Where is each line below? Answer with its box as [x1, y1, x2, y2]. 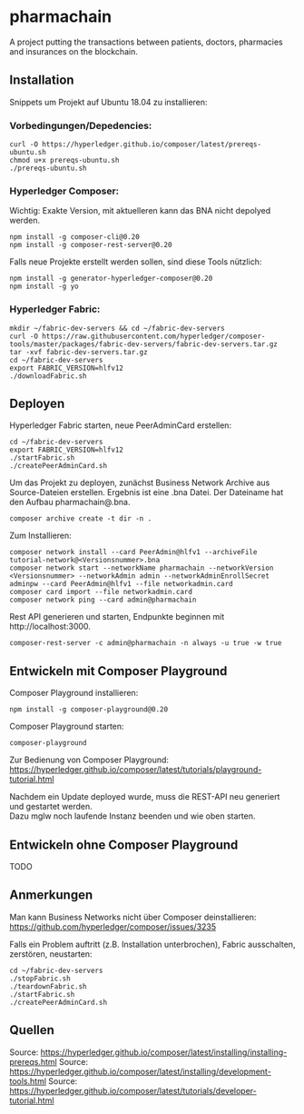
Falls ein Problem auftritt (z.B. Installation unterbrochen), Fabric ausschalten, [9, 939, 296, 950]
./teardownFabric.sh [9, 981, 88, 991]
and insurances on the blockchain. [9, 45, 138, 56]
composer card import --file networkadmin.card [9, 588, 193, 597]
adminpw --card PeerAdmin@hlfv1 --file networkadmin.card [9, 580, 233, 589]
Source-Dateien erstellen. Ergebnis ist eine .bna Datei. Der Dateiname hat [9, 487, 284, 498]
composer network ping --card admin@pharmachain [9, 595, 197, 605]
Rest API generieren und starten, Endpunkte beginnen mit [9, 612, 225, 622]
